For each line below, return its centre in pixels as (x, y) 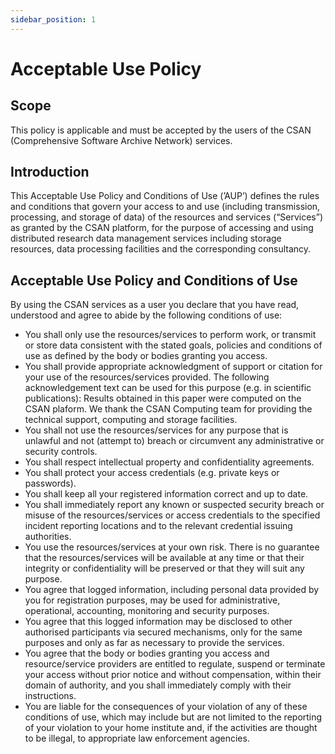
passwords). (50, 483)
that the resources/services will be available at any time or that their (164, 558)
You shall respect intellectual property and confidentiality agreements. (169, 462)
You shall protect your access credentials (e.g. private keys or (152, 473)
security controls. (61, 452)
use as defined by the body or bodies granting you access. (146, 356)
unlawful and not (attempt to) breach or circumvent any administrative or (174, 441)
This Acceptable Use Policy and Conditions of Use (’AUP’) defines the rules (165, 196)
